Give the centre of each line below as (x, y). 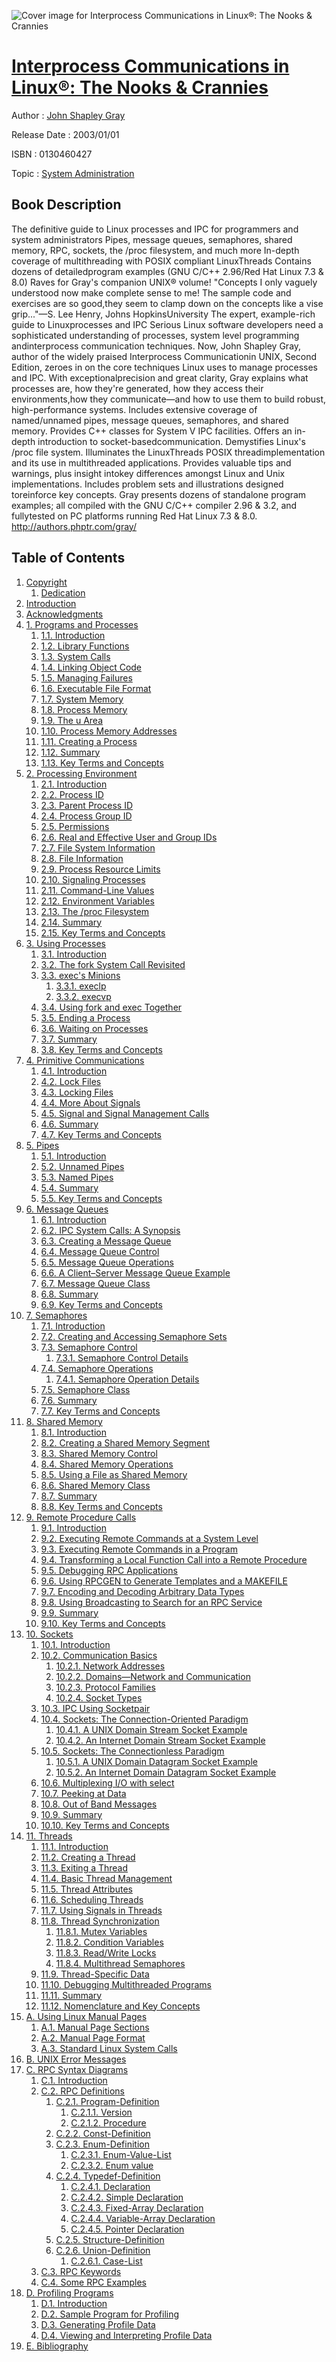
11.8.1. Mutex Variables (101, 1931)
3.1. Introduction (73, 954)
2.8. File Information (82, 858)
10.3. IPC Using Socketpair (95, 1708)
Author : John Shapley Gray (68, 115)
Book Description (66, 205)
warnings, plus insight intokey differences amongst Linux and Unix (148, 473)
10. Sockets (49, 1634)
